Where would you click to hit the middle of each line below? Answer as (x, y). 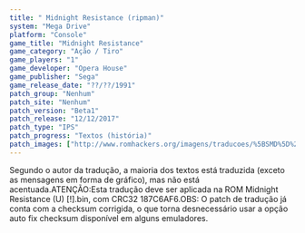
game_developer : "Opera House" (69, 69)
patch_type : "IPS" (44, 128)
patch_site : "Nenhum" (50, 102)
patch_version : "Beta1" (54, 111)
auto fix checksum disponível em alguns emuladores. (109, 218)
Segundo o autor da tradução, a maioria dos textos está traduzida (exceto (148, 170)
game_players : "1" (44, 60)
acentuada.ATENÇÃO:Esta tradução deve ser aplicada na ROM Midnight (144, 189)
